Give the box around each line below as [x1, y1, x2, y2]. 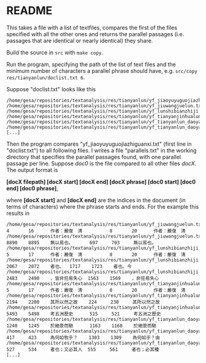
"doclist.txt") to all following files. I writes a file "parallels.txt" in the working [6, 146, 197, 154]
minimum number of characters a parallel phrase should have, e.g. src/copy [6, 67, 197, 74]
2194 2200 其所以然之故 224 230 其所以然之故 [6, 299, 161, 305]
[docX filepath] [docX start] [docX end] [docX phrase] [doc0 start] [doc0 [6, 178, 196, 185]
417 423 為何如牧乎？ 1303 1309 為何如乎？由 [6, 334, 161, 340]
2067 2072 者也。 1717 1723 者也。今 [6, 263, 132, 269]
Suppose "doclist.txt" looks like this [6, 85, 96, 92]
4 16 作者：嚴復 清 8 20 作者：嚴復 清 [6, 228, 186, 234]
